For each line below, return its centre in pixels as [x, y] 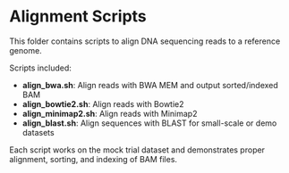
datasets [38, 132]
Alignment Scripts [78, 16]
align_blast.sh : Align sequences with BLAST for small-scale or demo [149, 123]
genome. [25, 50]
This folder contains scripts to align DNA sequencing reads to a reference [145, 41]
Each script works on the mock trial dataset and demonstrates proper [137, 150]
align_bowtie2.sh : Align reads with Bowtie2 [103, 103]
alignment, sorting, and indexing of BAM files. [93, 159]
